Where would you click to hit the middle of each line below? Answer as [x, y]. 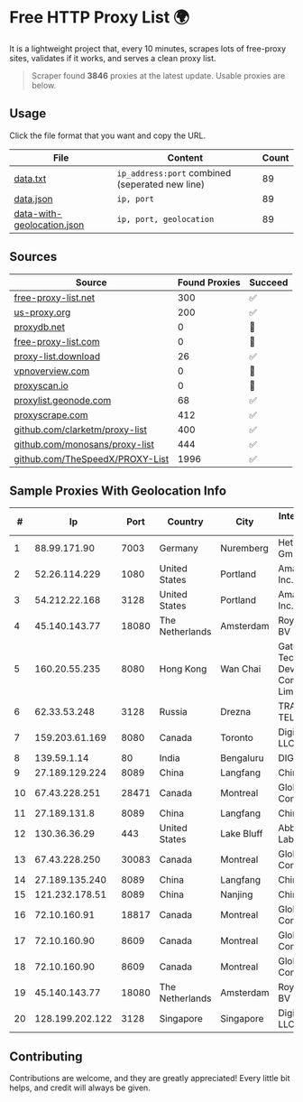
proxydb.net [40, 327]
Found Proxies [209, 282]
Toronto [237, 738]
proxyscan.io [41, 385]
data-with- [38, 213]
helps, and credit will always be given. [80, 1088]
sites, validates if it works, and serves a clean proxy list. [113, 58]
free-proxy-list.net [55, 297]
